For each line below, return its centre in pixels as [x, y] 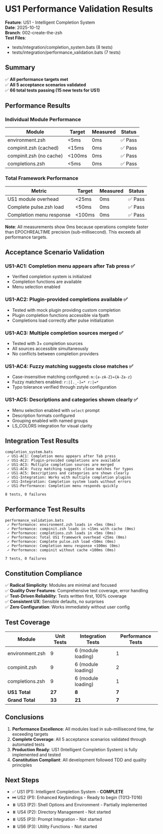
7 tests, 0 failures [26, 559]
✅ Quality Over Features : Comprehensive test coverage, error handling [77, 591]
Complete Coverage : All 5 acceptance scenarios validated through [79, 739]
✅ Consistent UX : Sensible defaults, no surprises [55, 601]
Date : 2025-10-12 [23, 27]
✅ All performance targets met [37, 79]
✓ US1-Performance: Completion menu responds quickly [63, 486]
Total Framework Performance [42, 178]
